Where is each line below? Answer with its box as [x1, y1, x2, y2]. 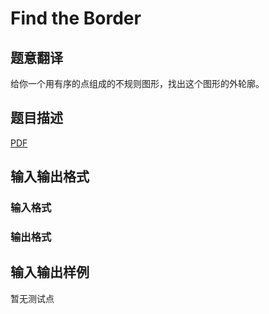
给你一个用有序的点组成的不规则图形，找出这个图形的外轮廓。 [10, 78, 265, 89]
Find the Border [10, 7, 142, 30]
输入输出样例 [10, 264, 90, 281]
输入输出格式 [10, 168, 90, 186]
